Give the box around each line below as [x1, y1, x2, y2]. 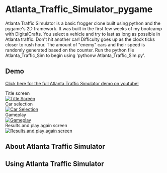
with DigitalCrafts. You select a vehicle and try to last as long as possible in [5, 31, 160, 37]
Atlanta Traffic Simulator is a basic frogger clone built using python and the [5, 20, 161, 26]
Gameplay [5, 111, 27, 118]
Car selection [5, 101, 33, 107]
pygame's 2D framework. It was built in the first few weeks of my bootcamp [5, 25, 162, 31]
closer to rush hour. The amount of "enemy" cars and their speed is [5, 41, 145, 47]
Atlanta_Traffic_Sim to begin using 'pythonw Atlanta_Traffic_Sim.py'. [5, 52, 145, 59]
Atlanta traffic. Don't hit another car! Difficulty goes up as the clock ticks [5, 36, 155, 42]
